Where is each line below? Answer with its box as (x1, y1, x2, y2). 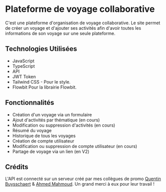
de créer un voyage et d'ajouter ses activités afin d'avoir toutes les (5, 25, 141, 31)
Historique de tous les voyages (12, 133, 76, 139)
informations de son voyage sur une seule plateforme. (5, 30, 115, 36)
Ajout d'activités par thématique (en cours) (12, 117, 100, 123)
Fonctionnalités (5, 98, 55, 107)
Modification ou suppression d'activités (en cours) (12, 122, 115, 128)
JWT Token (12, 73, 36, 80)
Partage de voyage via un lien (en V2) (12, 148, 90, 154)
